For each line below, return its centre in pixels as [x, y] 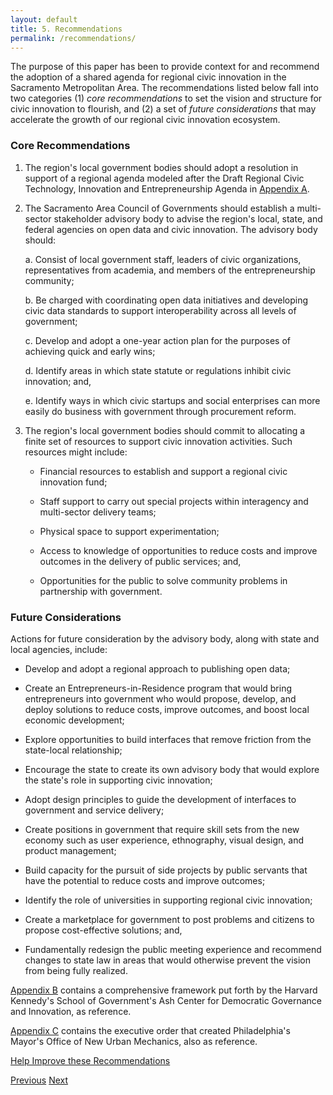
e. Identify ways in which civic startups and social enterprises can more [172, 400]
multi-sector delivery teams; [98, 512]
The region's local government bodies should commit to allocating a [165, 430]
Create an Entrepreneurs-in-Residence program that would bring [158, 688]
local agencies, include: [59, 649]
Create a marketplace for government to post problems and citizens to [169, 919]
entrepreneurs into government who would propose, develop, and [160, 698]
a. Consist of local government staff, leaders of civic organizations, [163, 259]
